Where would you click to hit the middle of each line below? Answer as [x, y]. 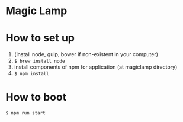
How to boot [36, 97]
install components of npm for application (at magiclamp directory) [96, 67]
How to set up [40, 38]
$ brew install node [39, 61]
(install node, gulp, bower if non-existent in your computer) [86, 54]
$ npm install [31, 74]
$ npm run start [25, 113]
